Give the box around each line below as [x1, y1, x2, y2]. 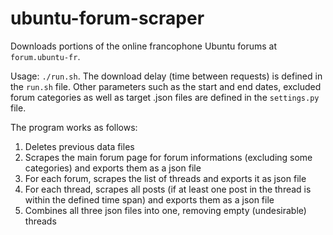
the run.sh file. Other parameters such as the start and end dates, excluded [10, 80, 322, 92]
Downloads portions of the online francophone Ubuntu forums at [10, 40, 278, 52]
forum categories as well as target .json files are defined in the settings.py [10, 91, 320, 103]
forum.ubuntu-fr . [10, 50, 81, 62]
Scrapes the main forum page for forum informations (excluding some [24, 151, 313, 163]
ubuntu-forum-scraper [10, 7, 205, 30]
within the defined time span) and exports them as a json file [24, 193, 275, 206]
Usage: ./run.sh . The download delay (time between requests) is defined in [10, 70, 323, 82]
